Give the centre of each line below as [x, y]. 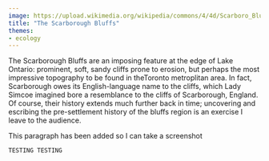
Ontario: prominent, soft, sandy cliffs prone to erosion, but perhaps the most [134, 70]
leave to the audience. [45, 120]
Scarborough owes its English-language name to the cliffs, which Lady [125, 87]
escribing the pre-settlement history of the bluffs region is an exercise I [126, 112]
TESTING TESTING [35, 151]
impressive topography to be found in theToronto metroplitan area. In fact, [130, 78]
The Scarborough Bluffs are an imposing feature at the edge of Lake [121, 61]
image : [19, 16]
